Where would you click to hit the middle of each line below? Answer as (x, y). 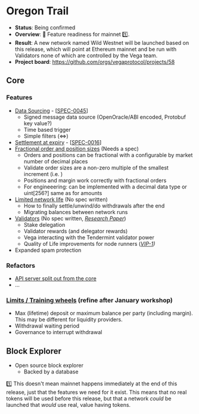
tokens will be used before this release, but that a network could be (89, 398)
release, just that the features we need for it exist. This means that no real (97, 393)
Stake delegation (44, 224)
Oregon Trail (38, 11)
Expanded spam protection (48, 250)
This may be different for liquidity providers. (69, 320)
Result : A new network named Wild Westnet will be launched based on (102, 42)
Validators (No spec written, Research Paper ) (70, 218)
